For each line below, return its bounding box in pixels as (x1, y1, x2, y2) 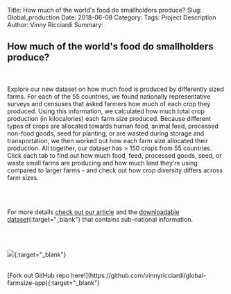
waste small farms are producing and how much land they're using (7, 158, 198, 167)
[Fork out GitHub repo (7, 271, 70, 279)
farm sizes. (7, 173, 40, 181)
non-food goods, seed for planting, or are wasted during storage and (7, 129, 205, 138)
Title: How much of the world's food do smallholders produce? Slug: (7, 6, 203, 14)
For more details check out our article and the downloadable (7, 208, 180, 216)
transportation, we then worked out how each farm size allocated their (7, 136, 208, 145)
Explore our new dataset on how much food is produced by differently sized (7, 85, 224, 93)
